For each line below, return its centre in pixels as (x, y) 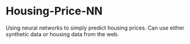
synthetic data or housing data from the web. (63, 34)
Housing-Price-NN (54, 11)
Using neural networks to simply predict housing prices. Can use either (95, 28)
